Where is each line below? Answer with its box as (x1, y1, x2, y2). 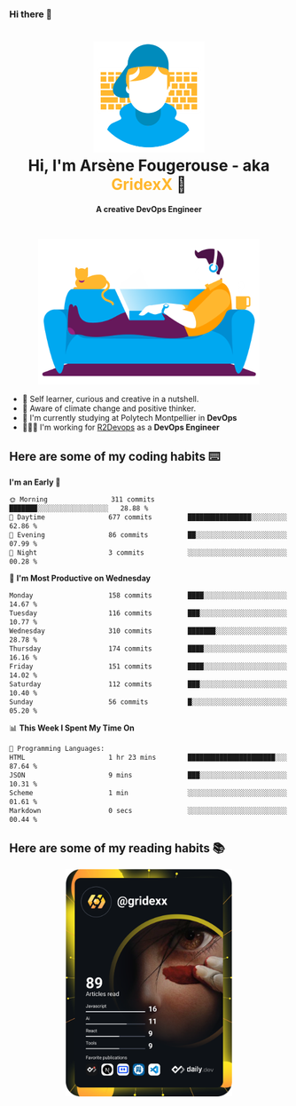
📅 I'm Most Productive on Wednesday (9, 573, 151, 584)
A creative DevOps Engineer (96, 203, 202, 214)
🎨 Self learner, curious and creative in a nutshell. (21, 394, 199, 405)
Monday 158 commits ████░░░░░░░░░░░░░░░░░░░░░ (9, 591, 288, 600)
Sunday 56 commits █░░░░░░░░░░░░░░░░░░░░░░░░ (9, 698, 288, 707)
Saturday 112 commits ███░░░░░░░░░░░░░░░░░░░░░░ (9, 680, 288, 689)
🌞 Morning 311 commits (9, 495, 155, 504)
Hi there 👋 (9, 8, 53, 20)
